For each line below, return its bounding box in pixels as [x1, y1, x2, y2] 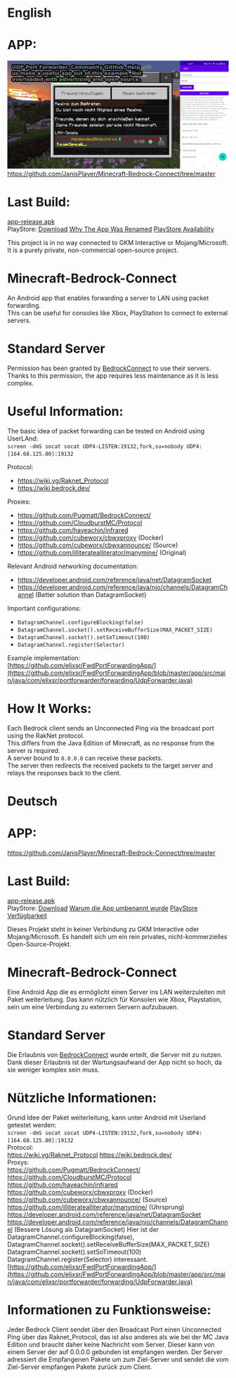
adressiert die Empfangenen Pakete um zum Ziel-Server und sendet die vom [7, 1355, 229, 1363]
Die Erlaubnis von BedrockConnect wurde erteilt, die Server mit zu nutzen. [7, 1050, 223, 1058]
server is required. [7, 746, 60, 754]
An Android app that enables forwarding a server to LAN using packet [7, 294, 209, 303]
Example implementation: [7, 653, 81, 662]
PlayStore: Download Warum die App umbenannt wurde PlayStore [7, 904, 198, 912]
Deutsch [7, 794, 58, 809]
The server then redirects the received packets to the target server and [7, 761, 213, 770]
